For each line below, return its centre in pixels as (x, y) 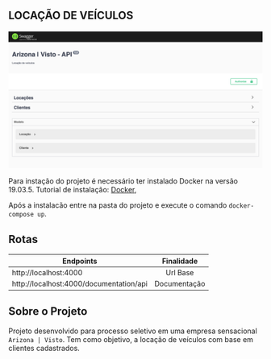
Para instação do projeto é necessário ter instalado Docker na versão (123, 181)
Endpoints (79, 261)
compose (21, 215)
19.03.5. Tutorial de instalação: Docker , (73, 190)
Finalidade (180, 261)
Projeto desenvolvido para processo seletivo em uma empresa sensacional (133, 331)
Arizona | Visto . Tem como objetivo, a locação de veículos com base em (131, 339)
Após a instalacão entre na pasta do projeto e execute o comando (118, 205)
